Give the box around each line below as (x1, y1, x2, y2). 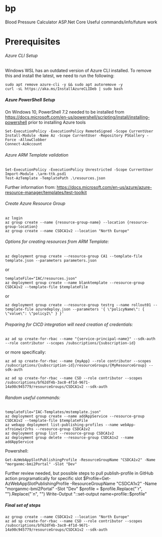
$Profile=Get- (83, 476, 111, 481)
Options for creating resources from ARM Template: (5, 239, 109, 244)
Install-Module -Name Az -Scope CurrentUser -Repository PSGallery (5, 133, 145, 138)
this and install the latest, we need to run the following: (5, 73, 114, 79)
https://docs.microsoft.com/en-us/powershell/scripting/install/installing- (5, 114, 150, 120)
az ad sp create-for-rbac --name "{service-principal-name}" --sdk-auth (5, 337, 156, 341)
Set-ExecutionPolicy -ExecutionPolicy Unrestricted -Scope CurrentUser (5, 167, 153, 172)
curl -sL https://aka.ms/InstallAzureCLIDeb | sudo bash (5, 86, 123, 92)
